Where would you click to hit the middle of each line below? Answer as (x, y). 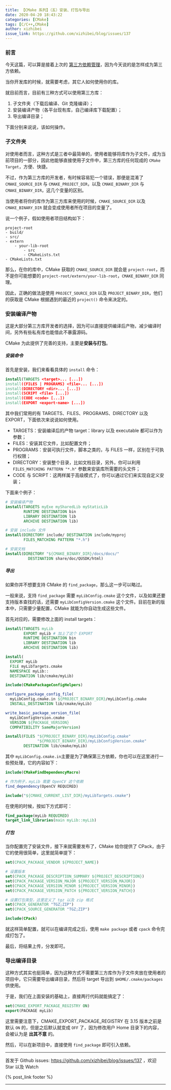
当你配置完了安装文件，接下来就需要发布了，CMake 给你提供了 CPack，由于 (85, 846)
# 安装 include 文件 (25, 530)
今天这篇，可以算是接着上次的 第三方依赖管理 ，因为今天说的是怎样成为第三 (84, 65)
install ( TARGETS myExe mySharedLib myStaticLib (57, 507)
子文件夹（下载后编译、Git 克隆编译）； (53, 104)
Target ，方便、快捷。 (28, 166)
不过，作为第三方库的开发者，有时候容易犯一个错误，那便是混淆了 (74, 177)
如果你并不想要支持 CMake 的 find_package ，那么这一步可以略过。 (75, 585)
